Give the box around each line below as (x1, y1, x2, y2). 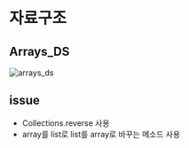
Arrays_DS (9, 43, 70, 58)
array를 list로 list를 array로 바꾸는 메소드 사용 (21, 129, 180, 139)
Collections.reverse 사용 (21, 117, 110, 129)
